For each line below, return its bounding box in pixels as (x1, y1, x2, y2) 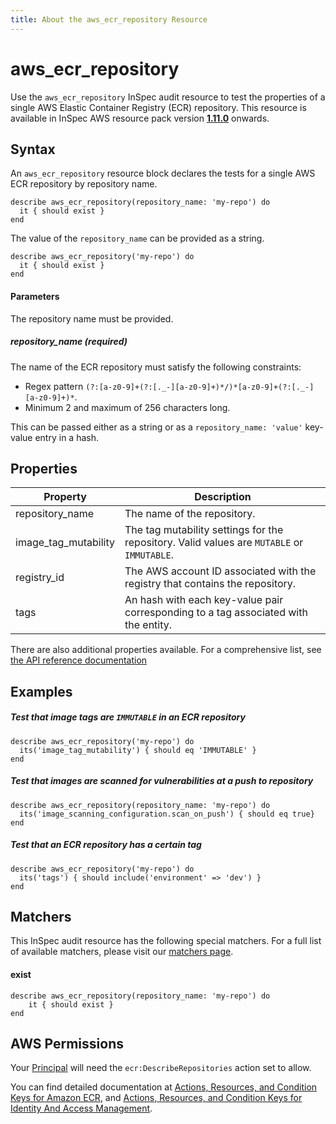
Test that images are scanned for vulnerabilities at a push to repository (10, 775, 314, 787)
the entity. (124, 618, 173, 632)
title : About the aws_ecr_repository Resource (10, 14, 208, 25)
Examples (10, 683, 73, 700)
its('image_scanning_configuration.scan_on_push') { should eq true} (19, 809, 315, 819)
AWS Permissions (10, 1036, 124, 1053)
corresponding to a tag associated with (124, 606, 308, 620)
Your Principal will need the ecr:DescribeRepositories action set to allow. (10, 1062, 312, 1074)
